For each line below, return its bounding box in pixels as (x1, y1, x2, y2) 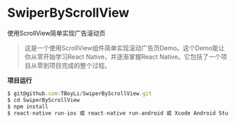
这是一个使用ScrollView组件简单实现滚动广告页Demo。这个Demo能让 (24, 43, 225, 52)
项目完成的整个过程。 (48, 61, 111, 69)
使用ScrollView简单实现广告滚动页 (7, 29, 106, 37)
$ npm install (7, 103, 49, 110)
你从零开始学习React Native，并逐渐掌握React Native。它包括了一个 (24, 52, 222, 61)
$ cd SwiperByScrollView (7, 96, 80, 103)
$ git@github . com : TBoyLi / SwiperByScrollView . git (7, 89, 152, 97)
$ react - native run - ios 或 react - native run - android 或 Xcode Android (7, 110, 216, 117)
